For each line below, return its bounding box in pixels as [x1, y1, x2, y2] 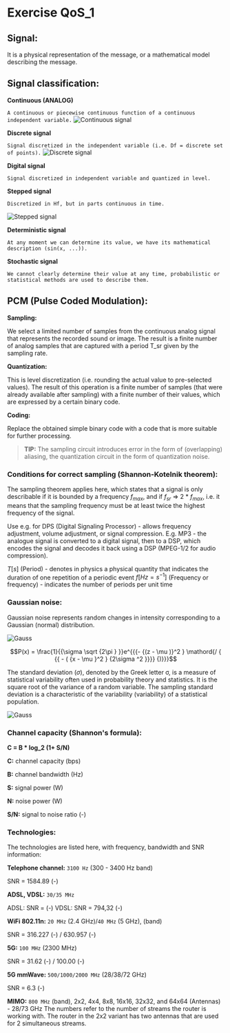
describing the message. [7, 58, 78, 66]
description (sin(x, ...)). [7, 245, 88, 252]
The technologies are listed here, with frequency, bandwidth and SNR [7, 843, 205, 852]
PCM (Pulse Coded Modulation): [7, 295, 148, 307]
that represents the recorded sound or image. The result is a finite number [7, 334, 218, 342]
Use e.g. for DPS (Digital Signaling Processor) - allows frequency [7, 522, 191, 530]
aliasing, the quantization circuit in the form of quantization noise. [23, 452, 210, 460]
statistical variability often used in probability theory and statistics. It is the [7, 675, 218, 684]
